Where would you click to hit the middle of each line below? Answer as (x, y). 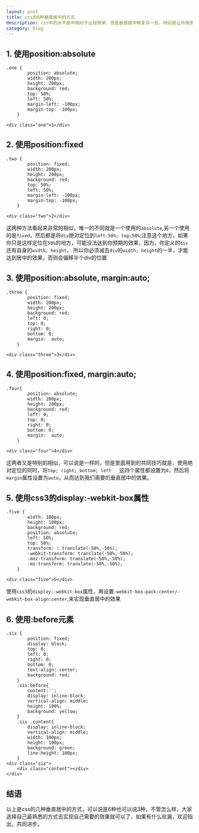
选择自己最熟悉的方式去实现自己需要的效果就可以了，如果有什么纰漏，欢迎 (97, 816)
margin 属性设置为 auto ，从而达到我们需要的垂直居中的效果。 (79, 477)
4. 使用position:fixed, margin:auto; (71, 374)
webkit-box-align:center (37, 599)
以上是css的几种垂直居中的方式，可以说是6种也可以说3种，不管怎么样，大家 (99, 809)
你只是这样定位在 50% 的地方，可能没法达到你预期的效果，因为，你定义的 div (97, 243)
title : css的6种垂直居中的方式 (41, 17)
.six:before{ (33, 686)
